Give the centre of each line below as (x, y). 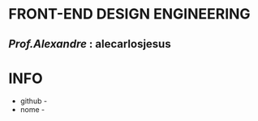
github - (33, 101)
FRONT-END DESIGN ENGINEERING (129, 14)
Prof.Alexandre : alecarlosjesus (90, 44)
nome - (32, 109)
